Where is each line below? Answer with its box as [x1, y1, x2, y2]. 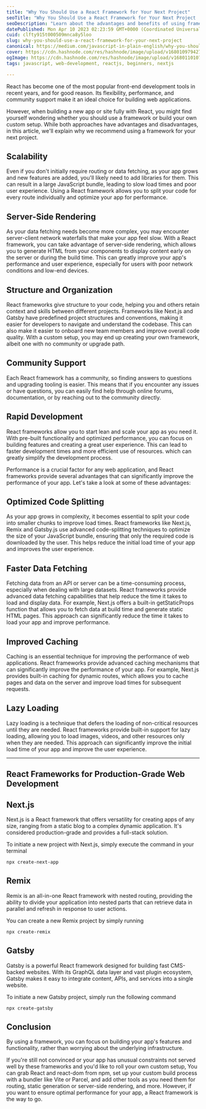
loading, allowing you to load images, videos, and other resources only [6, 732, 185, 740]
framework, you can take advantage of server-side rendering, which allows [6, 241, 196, 249]
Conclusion [6, 1022, 51, 1032]
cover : [6, 49, 23, 55]
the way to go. [6, 1095, 43, 1103]
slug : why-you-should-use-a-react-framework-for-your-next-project [6, 37, 183, 44]
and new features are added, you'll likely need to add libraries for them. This [6, 174, 199, 182]
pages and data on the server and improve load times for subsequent [6, 679, 181, 686]
